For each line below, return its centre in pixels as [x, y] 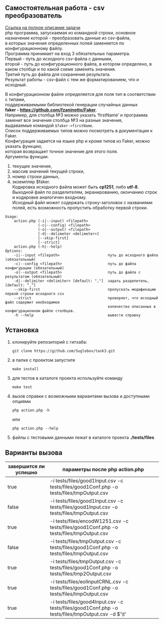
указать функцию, [24, 146]
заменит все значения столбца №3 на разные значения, [64, 120]
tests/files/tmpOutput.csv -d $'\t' [88, 614]
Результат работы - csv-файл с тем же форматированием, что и [72, 79]
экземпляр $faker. [31, 182]
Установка [22, 330]
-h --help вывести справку [77, 315]
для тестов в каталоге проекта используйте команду [67, 378]
